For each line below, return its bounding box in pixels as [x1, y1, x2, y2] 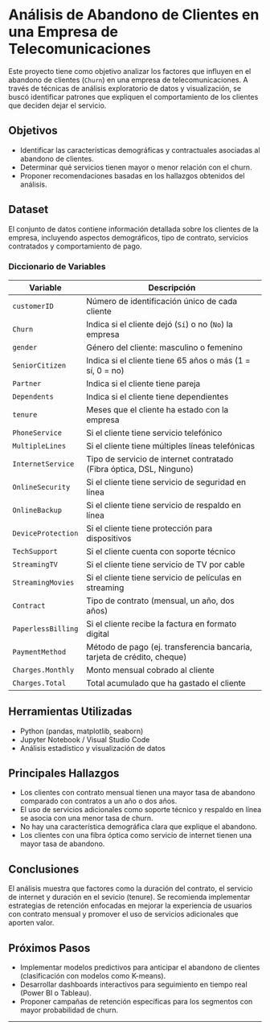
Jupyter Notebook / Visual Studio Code [19, 734, 150, 745]
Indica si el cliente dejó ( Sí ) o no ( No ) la [85, 318, 233, 330]
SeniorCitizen [12, 360, 67, 370]
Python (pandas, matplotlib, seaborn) [19, 726, 144, 736]
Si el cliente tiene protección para [85, 523, 213, 534]
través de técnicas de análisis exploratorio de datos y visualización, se [8, 83, 242, 93]
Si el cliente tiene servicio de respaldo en [85, 499, 241, 511]
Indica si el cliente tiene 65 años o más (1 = [85, 355, 251, 366]
